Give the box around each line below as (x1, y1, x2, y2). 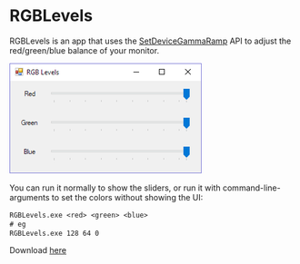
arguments (9, 191, 50, 202)
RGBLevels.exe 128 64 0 (9, 229, 100, 238)
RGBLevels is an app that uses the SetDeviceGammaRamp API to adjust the (9, 35, 292, 46)
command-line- (222, 182, 281, 193)
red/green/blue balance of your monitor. (9, 44, 160, 55)
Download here (9, 244, 66, 255)
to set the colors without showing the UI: (51, 191, 204, 202)
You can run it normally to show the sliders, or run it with (9, 182, 221, 193)
